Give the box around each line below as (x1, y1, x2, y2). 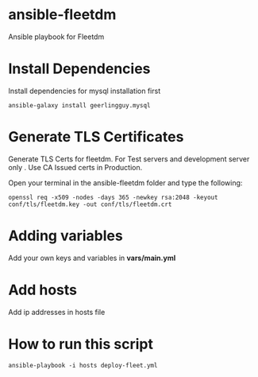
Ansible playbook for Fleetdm (8, 32, 105, 41)
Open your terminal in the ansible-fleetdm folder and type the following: (8, 177, 243, 188)
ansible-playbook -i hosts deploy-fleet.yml (8, 361, 158, 369)
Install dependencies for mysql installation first (8, 86, 161, 95)
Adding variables (8, 227, 123, 244)
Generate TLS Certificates (8, 128, 184, 146)
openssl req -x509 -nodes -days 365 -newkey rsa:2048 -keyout (8, 193, 218, 201)
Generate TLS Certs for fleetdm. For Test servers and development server (8, 154, 250, 164)
